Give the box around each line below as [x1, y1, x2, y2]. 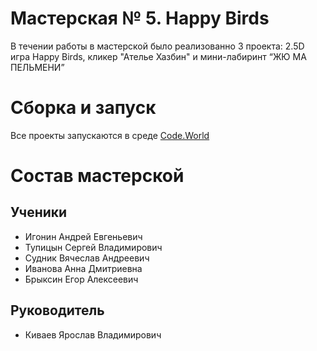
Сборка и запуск [10, 97, 157, 119]
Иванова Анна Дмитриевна [24, 262, 143, 274]
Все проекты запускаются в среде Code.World [10, 129, 210, 141]
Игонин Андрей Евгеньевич [24, 230, 143, 242]
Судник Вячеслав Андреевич [24, 252, 150, 264]
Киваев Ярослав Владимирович [24, 328, 162, 341]
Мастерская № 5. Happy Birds [10, 7, 270, 30]
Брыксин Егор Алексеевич [24, 273, 139, 285]
